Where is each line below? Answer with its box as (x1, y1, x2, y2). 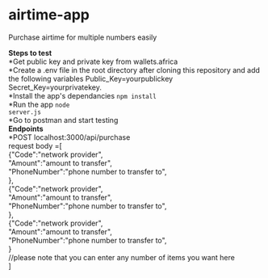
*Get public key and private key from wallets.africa (8, 57, 178, 66)
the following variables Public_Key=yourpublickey (8, 74, 174, 83)
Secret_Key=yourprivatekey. (8, 82, 103, 92)
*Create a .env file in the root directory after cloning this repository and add (8, 65, 261, 74)
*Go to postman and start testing (8, 115, 119, 124)
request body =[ (8, 141, 62, 150)
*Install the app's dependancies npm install (8, 91, 157, 100)
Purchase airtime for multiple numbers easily (8, 32, 157, 42)
